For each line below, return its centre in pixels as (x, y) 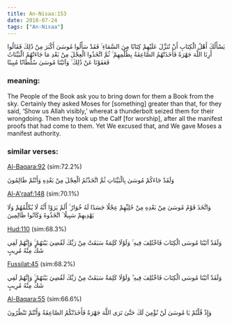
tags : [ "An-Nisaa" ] (36, 27)
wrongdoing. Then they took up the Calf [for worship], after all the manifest (115, 118)
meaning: (24, 81)
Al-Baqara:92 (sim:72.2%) (45, 166)
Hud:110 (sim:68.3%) (37, 229)
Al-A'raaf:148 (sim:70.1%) (44, 194)
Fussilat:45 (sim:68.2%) (41, 263)
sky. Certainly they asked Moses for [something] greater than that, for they (115, 103)
